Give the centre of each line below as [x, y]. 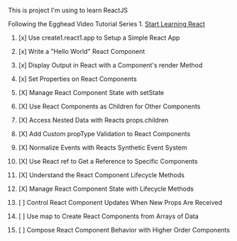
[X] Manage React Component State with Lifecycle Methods [106, 189]
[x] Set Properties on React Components [77, 79]
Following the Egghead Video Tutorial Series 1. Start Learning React [106, 24]
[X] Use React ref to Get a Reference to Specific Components [108, 161]
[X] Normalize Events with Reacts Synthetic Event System [103, 147]
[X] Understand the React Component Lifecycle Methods [101, 175]
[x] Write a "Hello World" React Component [82, 51]
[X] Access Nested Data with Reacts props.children [93, 120]
